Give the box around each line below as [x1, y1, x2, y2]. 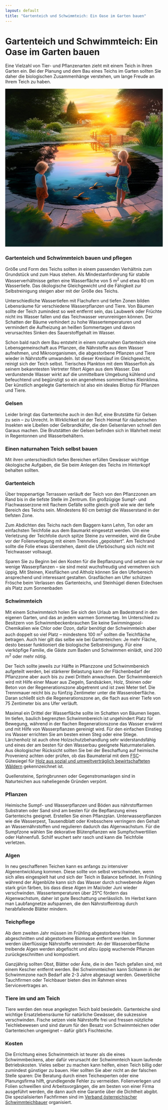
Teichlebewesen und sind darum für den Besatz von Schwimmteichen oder [5, 1022, 160, 1028]
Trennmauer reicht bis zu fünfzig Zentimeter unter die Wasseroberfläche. [5, 689, 156, 695]
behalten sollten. [5, 467, 39, 473]
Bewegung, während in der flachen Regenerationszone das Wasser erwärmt [5, 720, 162, 726]
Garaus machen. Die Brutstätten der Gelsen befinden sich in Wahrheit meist [5, 427, 161, 433]
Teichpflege [5, 918, 35, 926]
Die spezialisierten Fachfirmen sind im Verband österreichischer [5, 1094, 137, 1100]
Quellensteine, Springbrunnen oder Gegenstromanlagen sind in [5, 773, 135, 779]
